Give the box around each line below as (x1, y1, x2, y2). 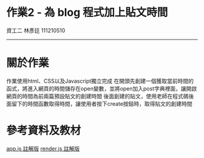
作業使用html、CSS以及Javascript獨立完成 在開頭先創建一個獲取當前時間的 (6, 77, 194, 84)
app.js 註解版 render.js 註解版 (6, 145, 80, 152)
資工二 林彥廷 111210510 (6, 27, 66, 34)
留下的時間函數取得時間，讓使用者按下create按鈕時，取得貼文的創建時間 (11, 100, 192, 107)
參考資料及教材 (6, 124, 81, 137)
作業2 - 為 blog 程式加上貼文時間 (6, 5, 168, 19)
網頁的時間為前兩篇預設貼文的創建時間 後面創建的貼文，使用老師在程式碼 (6, 92, 189, 100)
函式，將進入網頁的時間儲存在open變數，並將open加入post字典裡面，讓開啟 (6, 84, 197, 92)
